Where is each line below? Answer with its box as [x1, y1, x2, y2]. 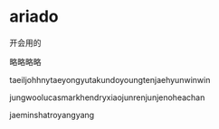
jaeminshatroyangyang [9, 109, 95, 120]
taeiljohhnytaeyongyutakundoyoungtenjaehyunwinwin [9, 74, 211, 85]
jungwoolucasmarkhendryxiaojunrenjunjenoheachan [9, 92, 205, 103]
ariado [9, 6, 59, 27]
